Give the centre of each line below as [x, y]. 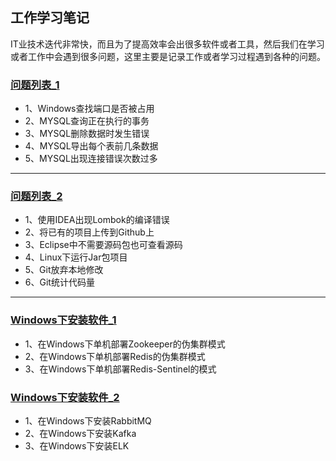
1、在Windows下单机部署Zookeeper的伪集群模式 [125, 344]
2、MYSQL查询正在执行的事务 [87, 121]
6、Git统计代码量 [59, 282]
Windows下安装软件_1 [63, 320]
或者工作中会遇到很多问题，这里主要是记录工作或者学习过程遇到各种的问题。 [168, 56]
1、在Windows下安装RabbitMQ [88, 421]
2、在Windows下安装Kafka [80, 433]
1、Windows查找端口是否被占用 [89, 109]
